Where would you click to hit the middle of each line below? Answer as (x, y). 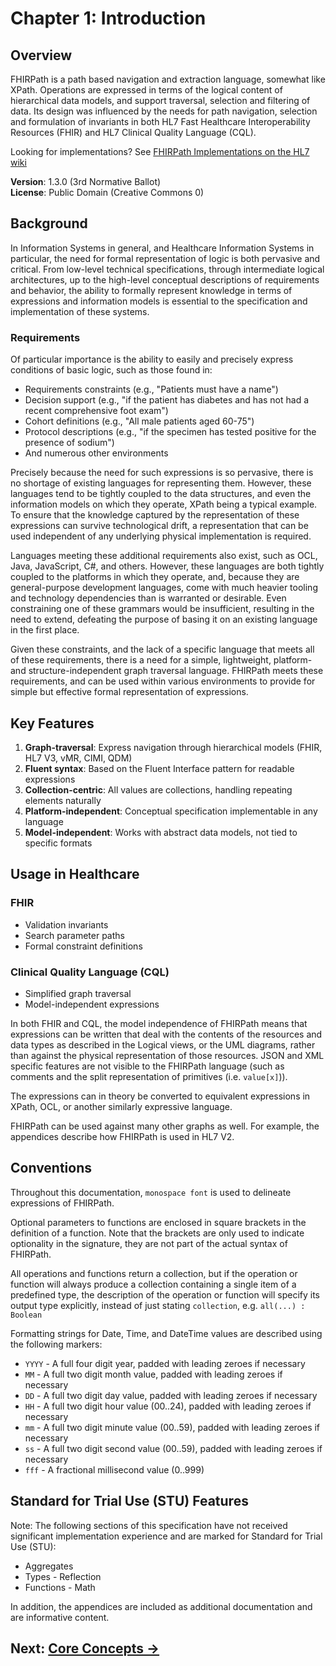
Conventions (51, 1168)
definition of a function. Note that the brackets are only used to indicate (157, 1233)
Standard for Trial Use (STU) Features (129, 1501)
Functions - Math (60, 1587)
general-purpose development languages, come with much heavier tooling (164, 588)
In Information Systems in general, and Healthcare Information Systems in (162, 248)
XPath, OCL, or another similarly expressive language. (121, 1106)
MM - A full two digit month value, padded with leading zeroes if (153, 1374)
